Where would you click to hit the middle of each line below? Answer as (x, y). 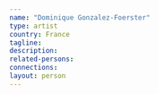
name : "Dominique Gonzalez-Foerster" (80, 17)
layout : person (38, 76)
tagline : (26, 43)
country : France (40, 34)
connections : (34, 68)
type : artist (34, 26)
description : (34, 51)
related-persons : (42, 59)
